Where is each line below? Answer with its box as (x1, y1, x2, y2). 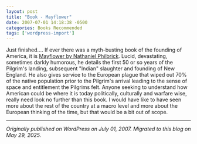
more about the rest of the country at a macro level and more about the (6, 102, 178, 109)
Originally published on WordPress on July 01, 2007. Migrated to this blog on (6, 125, 191, 132)
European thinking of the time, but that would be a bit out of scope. (6, 109, 168, 116)
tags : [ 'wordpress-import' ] (6, 30, 75, 36)
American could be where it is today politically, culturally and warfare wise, (6, 90, 188, 97)
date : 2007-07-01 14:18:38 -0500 (6, 19, 88, 25)
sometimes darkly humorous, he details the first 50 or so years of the (6, 59, 173, 66)
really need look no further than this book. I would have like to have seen (6, 96, 182, 103)
